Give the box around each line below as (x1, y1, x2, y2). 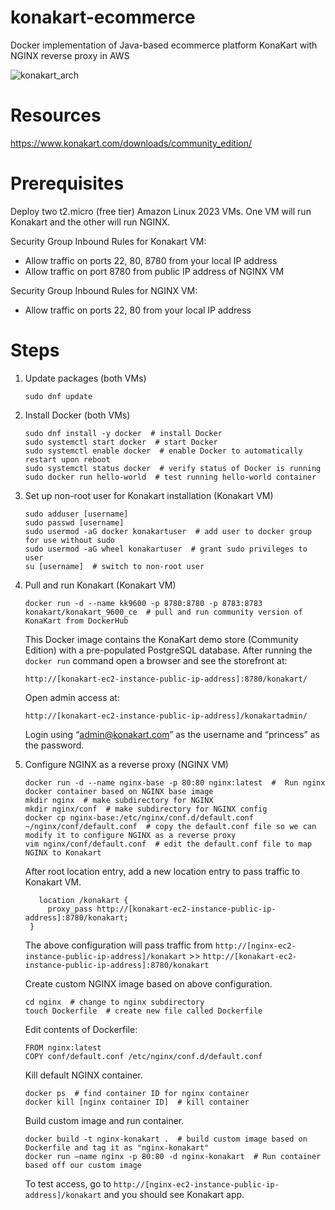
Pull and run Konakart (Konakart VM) (24, 579, 177, 591)
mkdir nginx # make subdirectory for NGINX (24, 795, 214, 805)
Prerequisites (10, 172, 125, 195)
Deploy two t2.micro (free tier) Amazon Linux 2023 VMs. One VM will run (10, 205, 312, 217)
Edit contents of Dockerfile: (24, 1023, 138, 1035)
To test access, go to (24, 1177, 112, 1190)
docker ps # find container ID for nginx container (24, 1088, 250, 1098)
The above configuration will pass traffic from (24, 939, 213, 951)
